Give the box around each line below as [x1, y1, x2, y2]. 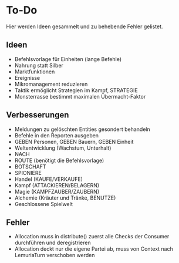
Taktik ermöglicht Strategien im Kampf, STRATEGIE [14, 86, 138, 94]
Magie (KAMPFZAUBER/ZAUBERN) [14, 188, 100, 195]
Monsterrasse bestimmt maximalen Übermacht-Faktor [14, 93, 146, 100]
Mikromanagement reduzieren [14, 80, 88, 87]
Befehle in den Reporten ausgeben [14, 131, 99, 139]
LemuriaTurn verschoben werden [14, 252, 95, 259]
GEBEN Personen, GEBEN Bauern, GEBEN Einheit [14, 138, 134, 145]
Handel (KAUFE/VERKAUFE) [14, 176, 83, 183]
